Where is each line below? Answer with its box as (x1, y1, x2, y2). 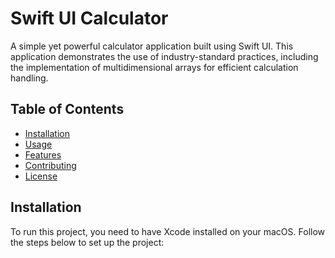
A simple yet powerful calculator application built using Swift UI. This (10, 40, 294, 52)
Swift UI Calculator (10, 7, 169, 30)
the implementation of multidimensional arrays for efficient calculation (10, 61, 299, 73)
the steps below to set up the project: (10, 236, 165, 248)
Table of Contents (10, 101, 125, 118)
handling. (10, 72, 49, 84)
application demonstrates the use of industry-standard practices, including (10, 50, 319, 62)
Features (24, 148, 62, 161)
